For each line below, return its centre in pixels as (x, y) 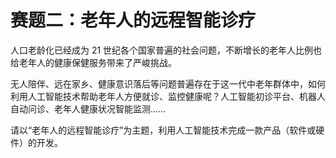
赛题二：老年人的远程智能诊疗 (133, 20)
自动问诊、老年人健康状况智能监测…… (88, 108)
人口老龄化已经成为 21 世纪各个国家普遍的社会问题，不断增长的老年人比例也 (166, 50)
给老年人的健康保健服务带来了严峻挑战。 (93, 62)
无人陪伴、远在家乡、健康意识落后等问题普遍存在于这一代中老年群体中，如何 (168, 83)
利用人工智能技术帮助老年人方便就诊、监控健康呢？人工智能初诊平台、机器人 (168, 96)
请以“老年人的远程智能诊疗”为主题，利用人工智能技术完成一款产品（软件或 (163, 130)
